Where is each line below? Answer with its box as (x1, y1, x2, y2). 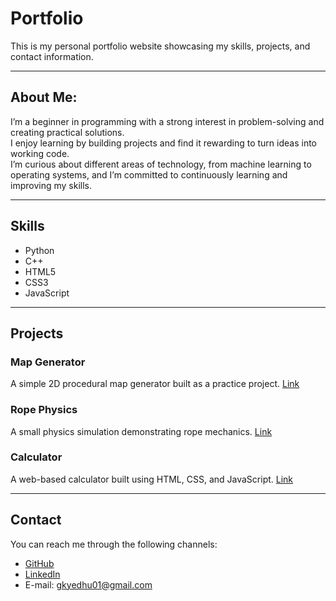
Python (24, 244, 55, 256)
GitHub (24, 557, 55, 569)
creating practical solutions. (10, 126, 125, 138)
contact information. (10, 50, 94, 62)
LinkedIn (24, 568, 61, 580)
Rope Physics (10, 403, 78, 417)
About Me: (10, 89, 78, 106)
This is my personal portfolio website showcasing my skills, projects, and (10, 40, 311, 52)
